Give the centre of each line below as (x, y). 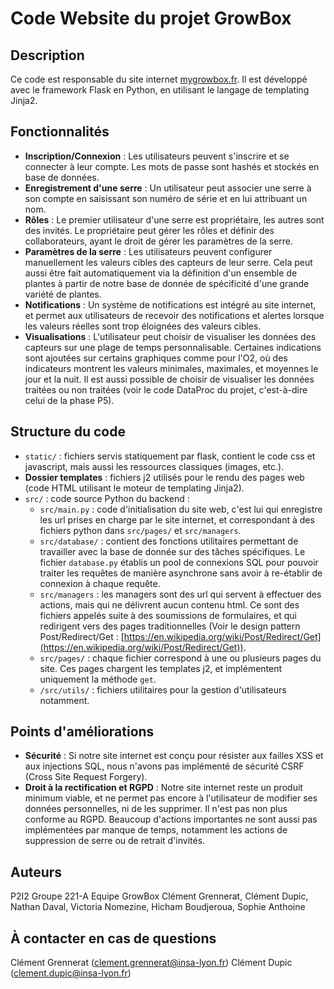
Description (47, 55)
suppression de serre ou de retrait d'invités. (115, 841)
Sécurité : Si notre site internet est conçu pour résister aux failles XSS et (174, 756)
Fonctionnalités (60, 132)
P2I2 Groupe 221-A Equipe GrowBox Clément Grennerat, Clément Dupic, (159, 896)
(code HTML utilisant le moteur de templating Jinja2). (134, 488)
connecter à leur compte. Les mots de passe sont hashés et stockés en (172, 166)
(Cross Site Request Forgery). (86, 777)
